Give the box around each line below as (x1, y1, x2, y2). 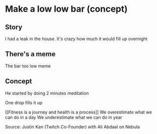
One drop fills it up (5, 99, 43, 106)
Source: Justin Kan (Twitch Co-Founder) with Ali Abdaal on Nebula (5, 124, 140, 130)
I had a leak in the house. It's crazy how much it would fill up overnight (5, 36, 148, 42)
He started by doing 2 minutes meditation (5, 90, 89, 96)
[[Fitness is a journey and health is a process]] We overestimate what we (5, 109, 152, 115)
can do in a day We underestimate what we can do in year (5, 114, 123, 120)
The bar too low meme (5, 63, 51, 69)
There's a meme (5, 50, 55, 58)
